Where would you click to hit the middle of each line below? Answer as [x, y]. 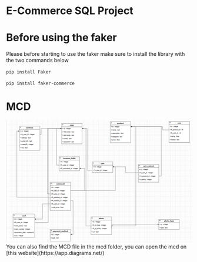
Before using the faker [62, 38]
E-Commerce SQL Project [70, 11]
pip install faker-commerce [41, 83]
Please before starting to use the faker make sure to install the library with [96, 54]
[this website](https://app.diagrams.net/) [55, 253]
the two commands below [37, 61]
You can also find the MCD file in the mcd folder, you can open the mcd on [96, 246]
